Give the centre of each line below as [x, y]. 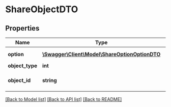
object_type [23, 66]
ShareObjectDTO [42, 9]
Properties [22, 28]
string [50, 80]
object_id [19, 80]
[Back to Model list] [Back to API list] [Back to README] [64, 99]
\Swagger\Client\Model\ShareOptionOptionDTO [102, 54]
